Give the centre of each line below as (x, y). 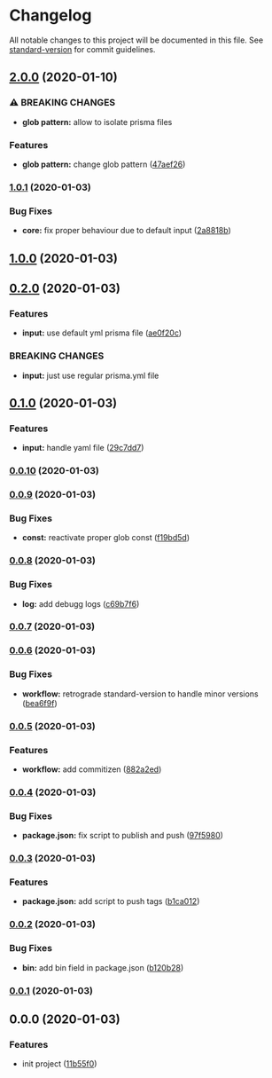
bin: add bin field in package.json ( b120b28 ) (103, 967)
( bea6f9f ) (39, 703)
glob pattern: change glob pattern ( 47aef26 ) (104, 164)
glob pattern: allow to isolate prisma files (97, 122)
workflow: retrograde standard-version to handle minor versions (140, 694)
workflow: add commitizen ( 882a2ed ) (92, 769)
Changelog (51, 16)
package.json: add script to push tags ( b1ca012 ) (111, 901)
